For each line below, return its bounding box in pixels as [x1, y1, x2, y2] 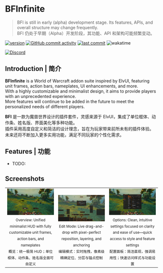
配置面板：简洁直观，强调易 [109, 249, 156, 254]
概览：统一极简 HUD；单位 [8, 249, 53, 254]
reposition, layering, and [61, 236, 102, 241]
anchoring [73, 242, 90, 248]
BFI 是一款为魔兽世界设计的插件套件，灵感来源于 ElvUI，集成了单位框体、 [5, 113, 152, 119]
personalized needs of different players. [5, 103, 85, 110]
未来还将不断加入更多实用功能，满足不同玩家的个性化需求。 [5, 132, 124, 138]
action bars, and [16, 236, 44, 241]
